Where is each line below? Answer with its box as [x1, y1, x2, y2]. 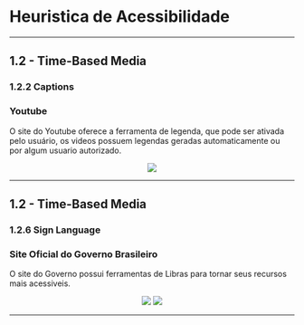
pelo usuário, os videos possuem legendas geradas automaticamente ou [9, 135, 280, 146]
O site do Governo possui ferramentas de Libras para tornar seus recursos [9, 269, 288, 280]
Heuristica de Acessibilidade [9, 6, 231, 27]
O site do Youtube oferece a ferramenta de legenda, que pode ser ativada [9, 125, 285, 137]
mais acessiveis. [9, 278, 71, 289]
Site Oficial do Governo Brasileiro [9, 247, 158, 260]
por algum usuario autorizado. [9, 145, 122, 156]
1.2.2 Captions [9, 81, 75, 93]
